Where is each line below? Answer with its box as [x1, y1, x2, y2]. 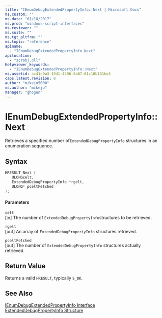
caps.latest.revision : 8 [5, 76, 56, 81]
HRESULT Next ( [5, 171, 36, 176]
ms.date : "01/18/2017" [5, 16, 52, 21]
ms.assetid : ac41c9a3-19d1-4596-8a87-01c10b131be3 [5, 71, 111, 76]
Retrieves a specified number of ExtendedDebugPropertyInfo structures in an [5, 138, 158, 143]
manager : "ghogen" [5, 90, 43, 95]
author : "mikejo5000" [5, 80, 50, 85]
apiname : [5, 44, 23, 49]
